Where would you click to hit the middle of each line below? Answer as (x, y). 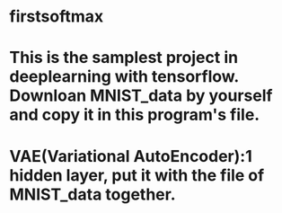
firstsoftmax (57, 17)
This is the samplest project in (124, 58)
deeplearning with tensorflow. (124, 77)
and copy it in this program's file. (135, 115)
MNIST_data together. (93, 194)
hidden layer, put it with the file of (137, 175)
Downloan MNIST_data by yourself (141, 96)
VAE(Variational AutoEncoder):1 (131, 156)
